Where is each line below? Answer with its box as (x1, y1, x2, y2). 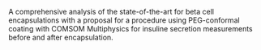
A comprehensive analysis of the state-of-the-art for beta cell (8, 7, 215, 16)
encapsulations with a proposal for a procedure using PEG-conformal (8, 15, 241, 25)
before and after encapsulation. (8, 32, 113, 42)
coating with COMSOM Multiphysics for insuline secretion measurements (8, 24, 253, 33)
